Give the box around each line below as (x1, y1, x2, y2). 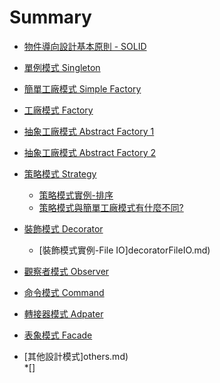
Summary (9, 6, 92, 29)
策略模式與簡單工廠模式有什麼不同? (38, 201, 184, 213)
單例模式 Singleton (23, 61, 101, 73)
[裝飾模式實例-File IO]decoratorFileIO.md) (38, 244, 211, 256)
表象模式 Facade (23, 329, 93, 341)
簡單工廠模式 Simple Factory (23, 82, 142, 95)
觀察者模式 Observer (23, 265, 110, 277)
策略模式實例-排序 (38, 189, 114, 201)
